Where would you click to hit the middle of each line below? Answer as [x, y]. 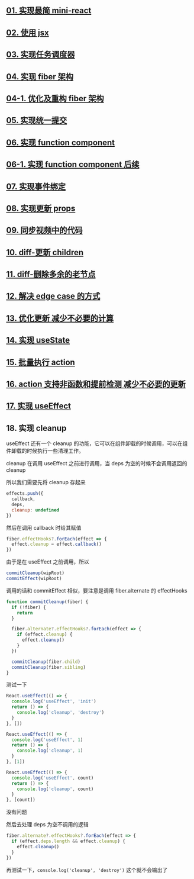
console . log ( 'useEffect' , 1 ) [47, 740]
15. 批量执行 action [41, 362]
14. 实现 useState [38, 340]
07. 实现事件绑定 [36, 186]
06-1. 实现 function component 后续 [73, 165]
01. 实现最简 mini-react [49, 11]
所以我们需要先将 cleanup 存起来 [46, 482]
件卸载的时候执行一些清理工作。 [45, 451]
